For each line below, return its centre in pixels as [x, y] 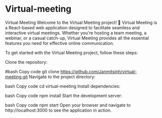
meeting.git [17, 77]
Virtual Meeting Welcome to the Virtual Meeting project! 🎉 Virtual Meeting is [81, 22]
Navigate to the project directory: [62, 77]
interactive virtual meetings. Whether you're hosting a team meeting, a [76, 33]
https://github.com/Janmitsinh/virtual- [99, 71]
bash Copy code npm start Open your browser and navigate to [68, 105]
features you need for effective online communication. [60, 43]
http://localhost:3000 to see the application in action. [58, 110]
